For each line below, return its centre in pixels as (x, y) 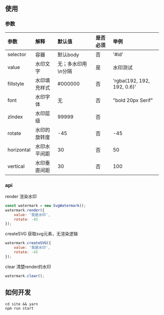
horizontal (19, 150)
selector (17, 54)
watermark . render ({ (25, 210)
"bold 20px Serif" (133, 100)
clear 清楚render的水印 (28, 267)
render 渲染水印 (21, 196)
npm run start (20, 308)
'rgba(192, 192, (132, 81)
